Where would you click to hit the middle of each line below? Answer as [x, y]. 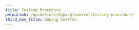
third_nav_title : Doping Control [41, 19]
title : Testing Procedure [33, 10]
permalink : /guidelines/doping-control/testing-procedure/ [70, 15]
